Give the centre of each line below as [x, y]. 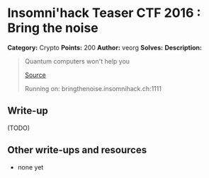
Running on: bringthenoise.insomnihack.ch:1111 [93, 88]
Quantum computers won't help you [77, 61]
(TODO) [19, 128]
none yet [30, 167]
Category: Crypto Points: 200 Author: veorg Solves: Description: [104, 47]
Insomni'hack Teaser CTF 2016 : [104, 13]
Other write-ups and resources [77, 150]
